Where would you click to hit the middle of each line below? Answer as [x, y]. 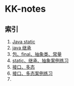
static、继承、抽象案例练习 [40, 60]
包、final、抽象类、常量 [37, 54]
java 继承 [22, 48]
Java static [23, 42]
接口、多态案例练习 [32, 73]
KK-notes [26, 9]
